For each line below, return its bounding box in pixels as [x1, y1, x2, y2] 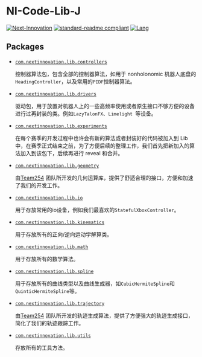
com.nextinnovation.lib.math [14, 243, 89, 250]
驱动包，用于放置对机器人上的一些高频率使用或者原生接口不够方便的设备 [14, 102, 195, 109]
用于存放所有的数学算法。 [14, 255, 79, 262]
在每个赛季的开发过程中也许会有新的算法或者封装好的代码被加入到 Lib [14, 134, 188, 141]
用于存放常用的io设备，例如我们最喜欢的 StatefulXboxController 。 [14, 206, 180, 213]
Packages [6, 42, 44, 52]
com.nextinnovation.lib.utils [14, 332, 92, 339]
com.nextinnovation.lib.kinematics [14, 219, 105, 225]
